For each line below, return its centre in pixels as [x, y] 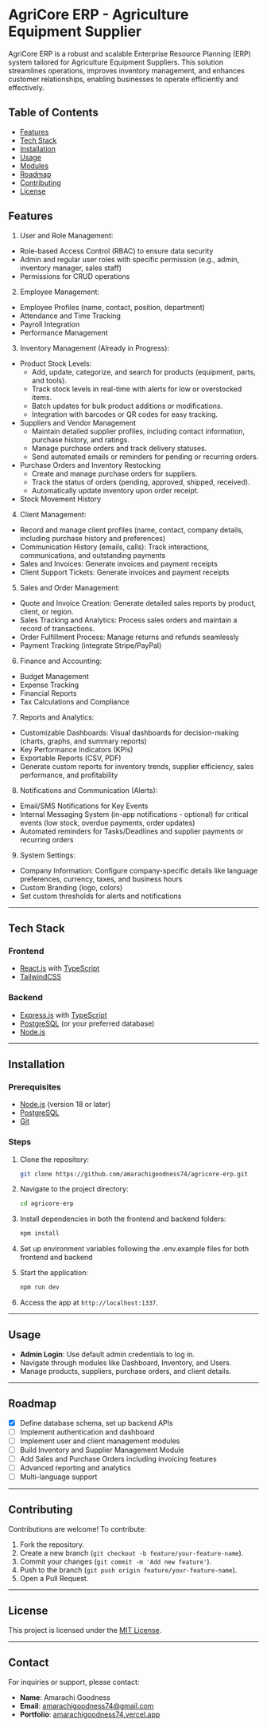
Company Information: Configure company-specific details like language [139, 870]
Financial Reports [48, 693]
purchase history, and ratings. [80, 439]
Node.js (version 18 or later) [65, 1105]
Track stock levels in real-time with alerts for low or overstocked [137, 389]
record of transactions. [57, 628]
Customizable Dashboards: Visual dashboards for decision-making [129, 732]
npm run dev [39, 1287]
